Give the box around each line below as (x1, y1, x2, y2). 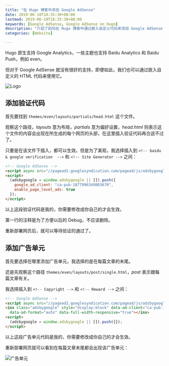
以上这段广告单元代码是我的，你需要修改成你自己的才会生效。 (5, 334, 133, 340)
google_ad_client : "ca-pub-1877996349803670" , (14, 182, 114, 188)
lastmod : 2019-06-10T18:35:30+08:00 (5, 17, 82, 22)
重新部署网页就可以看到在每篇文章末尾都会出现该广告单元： (5, 344, 129, 350)
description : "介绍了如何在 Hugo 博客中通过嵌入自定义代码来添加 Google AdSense (5, 26, 163, 31)
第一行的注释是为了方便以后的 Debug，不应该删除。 (5, 217, 113, 223)
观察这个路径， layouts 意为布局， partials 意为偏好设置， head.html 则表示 (5, 124, 157, 130)
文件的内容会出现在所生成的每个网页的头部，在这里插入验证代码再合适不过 (9, 130, 164, 136)
